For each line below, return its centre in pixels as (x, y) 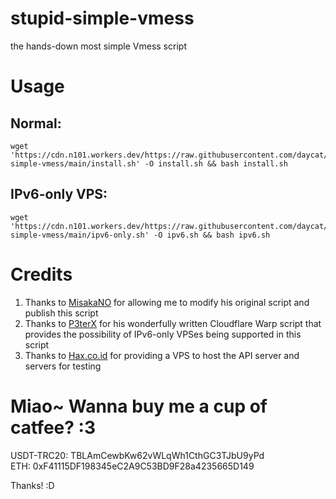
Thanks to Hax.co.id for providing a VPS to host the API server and (162, 355)
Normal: (36, 123)
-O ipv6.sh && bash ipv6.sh (212, 235)
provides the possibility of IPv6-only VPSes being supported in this (163, 334)
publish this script (61, 313)
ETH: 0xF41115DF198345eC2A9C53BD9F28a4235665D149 (132, 466)
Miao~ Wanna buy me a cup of (139, 406)
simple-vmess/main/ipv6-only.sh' (80, 235)
